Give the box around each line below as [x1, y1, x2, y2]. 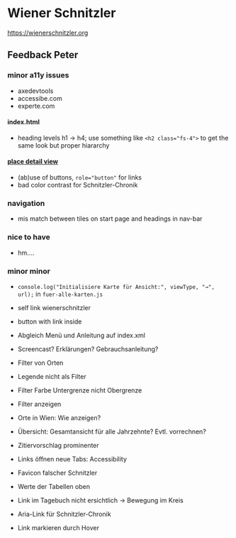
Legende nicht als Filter [17, 372, 86, 380]
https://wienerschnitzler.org [7, 28, 89, 37]
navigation [7, 198, 45, 208]
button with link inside [17, 317, 82, 326]
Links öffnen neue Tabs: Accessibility [17, 454, 128, 463]
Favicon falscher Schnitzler [17, 468, 98, 477]
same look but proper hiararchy [17, 141, 110, 150]
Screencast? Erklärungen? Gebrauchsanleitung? [17, 344, 159, 353]
